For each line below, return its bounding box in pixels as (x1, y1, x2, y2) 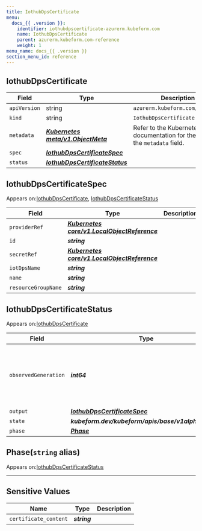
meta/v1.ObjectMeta (46, 135, 107, 144)
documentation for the (133, 131, 197, 139)
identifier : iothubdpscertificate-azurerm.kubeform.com (17, 25, 161, 32)
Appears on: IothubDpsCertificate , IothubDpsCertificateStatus (6, 195, 158, 202)
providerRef (9, 224, 44, 231)
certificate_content (9, 515, 68, 522)
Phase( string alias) (6, 447, 80, 457)
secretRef (9, 251, 37, 258)
